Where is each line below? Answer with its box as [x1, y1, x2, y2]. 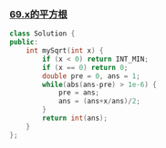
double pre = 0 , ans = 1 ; [42, 71, 141, 81]
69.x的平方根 [9, 7, 68, 20]
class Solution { [9, 29, 76, 38]
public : [9, 38, 39, 47]
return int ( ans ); [42, 113, 108, 123]
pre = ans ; [57, 88, 100, 97]
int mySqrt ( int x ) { [26, 46, 104, 55]
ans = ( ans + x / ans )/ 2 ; [57, 97, 141, 106]
